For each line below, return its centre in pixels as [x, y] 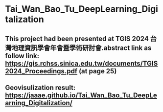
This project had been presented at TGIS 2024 [77, 38]
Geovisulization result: [40, 87]
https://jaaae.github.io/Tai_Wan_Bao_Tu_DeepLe [81, 95]
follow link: [22, 56]
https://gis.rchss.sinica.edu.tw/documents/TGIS [81, 63]
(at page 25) [98, 71]
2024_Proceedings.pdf [41, 71]
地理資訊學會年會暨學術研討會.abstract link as [81, 48]
